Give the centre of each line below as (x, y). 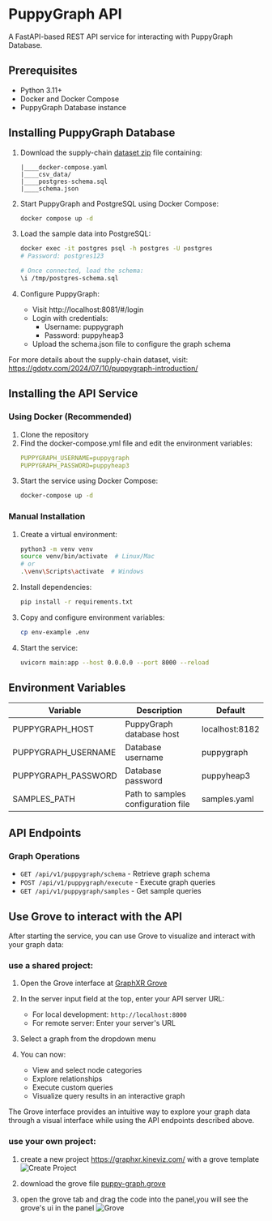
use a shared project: (51, 965)
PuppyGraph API (66, 14)
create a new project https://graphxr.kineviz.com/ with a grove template (140, 1159)
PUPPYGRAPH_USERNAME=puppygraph (74, 458)
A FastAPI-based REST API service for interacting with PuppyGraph (121, 36)
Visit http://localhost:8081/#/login (88, 310)
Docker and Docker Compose (70, 99)
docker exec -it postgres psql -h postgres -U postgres (116, 249)
